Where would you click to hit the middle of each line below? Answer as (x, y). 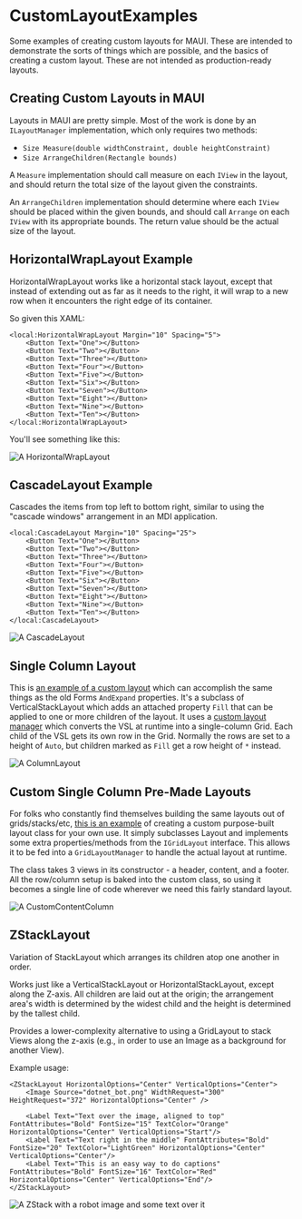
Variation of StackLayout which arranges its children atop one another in (144, 957)
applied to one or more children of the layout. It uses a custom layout (138, 717)
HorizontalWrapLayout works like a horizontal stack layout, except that (141, 281)
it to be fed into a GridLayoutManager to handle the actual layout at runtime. (148, 852)
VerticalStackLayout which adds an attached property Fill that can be (141, 707)
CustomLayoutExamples (104, 16)
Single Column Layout (73, 666)
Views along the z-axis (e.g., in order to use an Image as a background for (148, 1040)
